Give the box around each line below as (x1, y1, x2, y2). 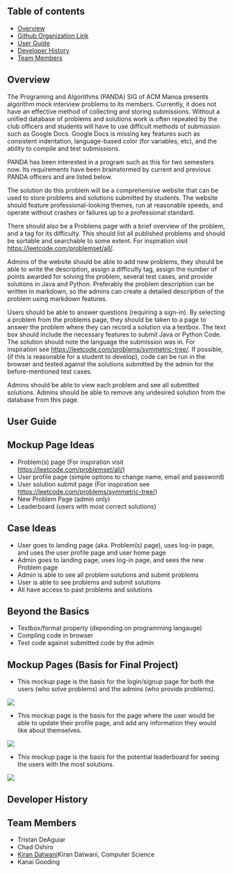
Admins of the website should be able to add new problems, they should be (7, 257, 224, 265)
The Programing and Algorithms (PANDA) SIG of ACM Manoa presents (7, 92, 209, 100)
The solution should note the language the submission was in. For (7, 337, 196, 346)
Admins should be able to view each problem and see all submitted (7, 380, 200, 389)
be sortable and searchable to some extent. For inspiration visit (7, 236, 188, 245)
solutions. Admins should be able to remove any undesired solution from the (7, 388, 226, 396)
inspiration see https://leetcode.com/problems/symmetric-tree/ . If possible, (7, 345, 224, 353)
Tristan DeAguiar (17, 835, 66, 844)
